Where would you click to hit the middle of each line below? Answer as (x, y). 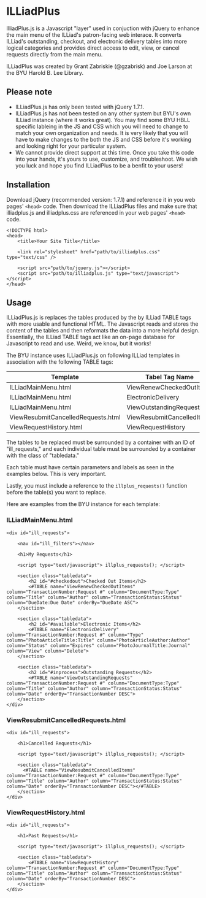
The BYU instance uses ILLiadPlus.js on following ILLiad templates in (93, 355)
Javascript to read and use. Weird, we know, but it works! (79, 343)
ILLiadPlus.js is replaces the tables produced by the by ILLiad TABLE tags (99, 318)
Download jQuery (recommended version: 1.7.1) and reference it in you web (101, 199)
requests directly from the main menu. (55, 54)
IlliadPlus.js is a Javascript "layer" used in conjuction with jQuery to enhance (103, 28)
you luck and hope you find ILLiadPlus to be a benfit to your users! (99, 165)
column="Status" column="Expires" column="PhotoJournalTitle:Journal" (98, 645)
